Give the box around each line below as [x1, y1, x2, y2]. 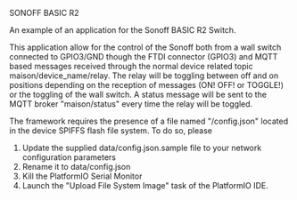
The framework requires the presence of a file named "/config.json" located [9, 116, 288, 126]
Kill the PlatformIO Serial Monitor [21, 171, 143, 181]
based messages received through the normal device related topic [9, 61, 253, 71]
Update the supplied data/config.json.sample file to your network [21, 142, 262, 153]
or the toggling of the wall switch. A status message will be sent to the [9, 89, 268, 100]
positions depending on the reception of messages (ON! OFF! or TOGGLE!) [9, 80, 284, 90]
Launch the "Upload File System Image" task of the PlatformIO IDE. [21, 180, 269, 190]
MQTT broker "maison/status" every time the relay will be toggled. [9, 99, 253, 109]
